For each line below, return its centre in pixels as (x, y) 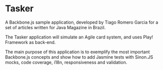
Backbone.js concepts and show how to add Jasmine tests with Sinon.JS (79, 57)
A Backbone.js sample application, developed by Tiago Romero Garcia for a (82, 22)
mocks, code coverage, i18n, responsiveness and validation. (66, 62)
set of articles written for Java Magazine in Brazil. (55, 27)
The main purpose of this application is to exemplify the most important (78, 52)
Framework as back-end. (31, 42)
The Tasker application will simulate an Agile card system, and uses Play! (79, 37)
